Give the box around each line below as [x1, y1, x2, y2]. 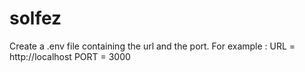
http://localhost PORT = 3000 [9, 50, 131, 62]
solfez [9, 7, 62, 30]
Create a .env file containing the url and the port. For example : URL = [9, 40, 296, 52]
